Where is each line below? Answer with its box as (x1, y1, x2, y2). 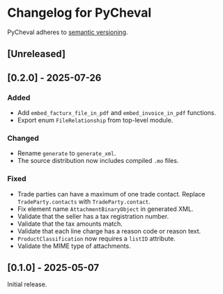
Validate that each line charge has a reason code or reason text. (17, 226, 201, 235)
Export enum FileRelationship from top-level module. (17, 116, 174, 125)
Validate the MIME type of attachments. (17, 242, 131, 250)
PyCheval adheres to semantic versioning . (7, 28, 128, 36)
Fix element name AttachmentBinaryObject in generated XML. (17, 204, 194, 213)
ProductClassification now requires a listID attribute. (17, 234, 176, 242)
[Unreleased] (7, 48, 66, 60)
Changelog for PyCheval (7, 5, 152, 21)
